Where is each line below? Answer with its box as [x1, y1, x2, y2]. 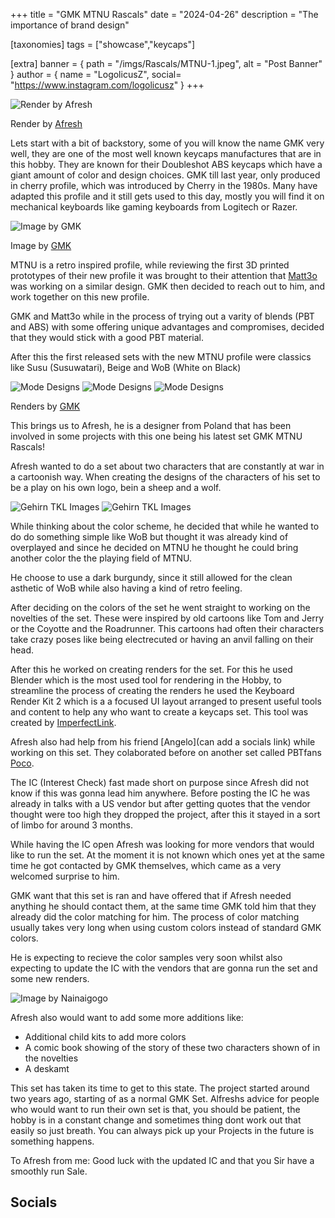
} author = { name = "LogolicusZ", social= [10, 69, 182, 80]
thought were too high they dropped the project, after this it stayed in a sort [10, 809, 321, 820]
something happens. [10, 1135, 95, 1147]
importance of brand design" [10, 19, 130, 31]
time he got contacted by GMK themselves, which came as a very [10, 860, 282, 871]
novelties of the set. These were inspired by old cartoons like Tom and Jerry [10, 612, 325, 624]
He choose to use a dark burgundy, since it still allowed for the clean [10, 572, 293, 583]
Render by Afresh [10, 118, 83, 129]
